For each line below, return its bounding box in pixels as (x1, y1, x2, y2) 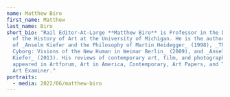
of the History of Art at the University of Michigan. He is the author (12, 36, 225, 42)
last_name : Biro (6, 23, 53, 29)
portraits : (6, 73, 38, 81)
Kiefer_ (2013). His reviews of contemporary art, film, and (12, 55, 192, 61)
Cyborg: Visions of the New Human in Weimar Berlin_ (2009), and (12, 48, 204, 55)
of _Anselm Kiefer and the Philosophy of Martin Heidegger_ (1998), (12, 42, 213, 48)
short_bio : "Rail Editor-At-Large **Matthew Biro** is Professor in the (6, 29, 219, 36)
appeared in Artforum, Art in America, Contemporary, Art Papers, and (12, 61, 219, 68)
